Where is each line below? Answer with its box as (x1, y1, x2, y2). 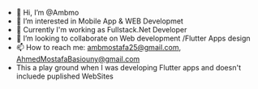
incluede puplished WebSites (15, 71, 114, 81)
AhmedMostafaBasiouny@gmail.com (15, 54, 140, 64)
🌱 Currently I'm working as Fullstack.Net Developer (15, 25, 187, 34)
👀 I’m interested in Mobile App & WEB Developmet (15, 16, 184, 26)
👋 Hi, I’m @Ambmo (15, 8, 80, 17)
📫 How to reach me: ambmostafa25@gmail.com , (15, 43, 182, 52)
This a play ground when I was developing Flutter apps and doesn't (15, 63, 242, 72)
